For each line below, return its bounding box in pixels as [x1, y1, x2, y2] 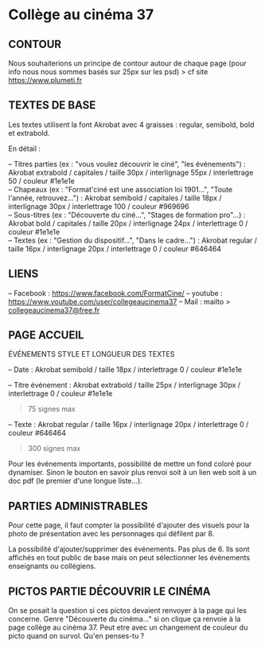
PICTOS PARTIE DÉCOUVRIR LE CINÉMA [8, 584, 211, 598]
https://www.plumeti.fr [8, 76, 83, 85]
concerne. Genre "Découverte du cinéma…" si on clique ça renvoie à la [8, 614, 241, 624]
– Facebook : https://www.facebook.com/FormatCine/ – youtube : [8, 288, 223, 298]
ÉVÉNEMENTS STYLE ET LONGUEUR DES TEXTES [8, 350, 175, 359]
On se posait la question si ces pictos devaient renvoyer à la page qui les [8, 606, 247, 615]
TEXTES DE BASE [8, 98, 96, 113]
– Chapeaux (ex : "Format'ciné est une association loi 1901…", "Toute [8, 184, 233, 194]
